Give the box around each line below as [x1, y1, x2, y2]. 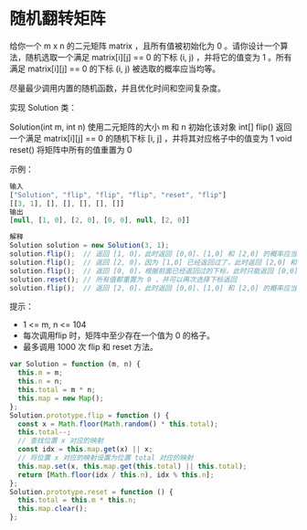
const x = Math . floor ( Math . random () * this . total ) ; [17, 419, 219, 429]
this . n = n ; [17, 376, 64, 387]
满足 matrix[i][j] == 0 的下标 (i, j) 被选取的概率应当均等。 [9, 63, 221, 74]
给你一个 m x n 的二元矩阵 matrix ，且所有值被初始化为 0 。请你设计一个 [9, 40, 281, 51]
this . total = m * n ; [17, 386, 96, 395]
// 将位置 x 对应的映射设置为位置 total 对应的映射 [17, 453, 194, 462]
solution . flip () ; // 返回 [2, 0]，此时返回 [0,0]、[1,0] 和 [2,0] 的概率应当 [9, 283, 297, 292]
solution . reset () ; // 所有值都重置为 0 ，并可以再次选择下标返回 [9, 275, 238, 284]
